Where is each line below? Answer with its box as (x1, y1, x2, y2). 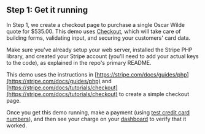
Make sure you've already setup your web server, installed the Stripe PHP (6, 46, 193, 53)
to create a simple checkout (118, 90, 190, 97)
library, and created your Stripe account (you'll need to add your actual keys (6, 52, 199, 60)
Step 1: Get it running (6, 5, 88, 15)
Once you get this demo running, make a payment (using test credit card (6, 108, 190, 116)
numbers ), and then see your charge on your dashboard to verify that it (6, 115, 187, 122)
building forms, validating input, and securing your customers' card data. (6, 34, 191, 42)
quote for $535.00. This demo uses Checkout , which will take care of (6, 28, 181, 35)
